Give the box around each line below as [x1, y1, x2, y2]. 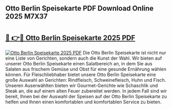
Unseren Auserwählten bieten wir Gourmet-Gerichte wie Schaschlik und [5, 82, 158, 88]
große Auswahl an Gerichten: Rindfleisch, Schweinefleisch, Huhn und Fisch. [5, 77, 166, 83]
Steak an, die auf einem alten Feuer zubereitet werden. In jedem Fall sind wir [5, 88, 167, 94]
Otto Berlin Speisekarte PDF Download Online [5, 4, 154, 13]
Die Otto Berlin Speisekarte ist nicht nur [83, 50, 166, 56]
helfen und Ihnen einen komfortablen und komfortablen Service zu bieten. [5, 99, 162, 105]
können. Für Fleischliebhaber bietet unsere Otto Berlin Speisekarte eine [5, 71, 157, 78]
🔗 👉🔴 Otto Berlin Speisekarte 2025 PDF [5, 33, 136, 42]
